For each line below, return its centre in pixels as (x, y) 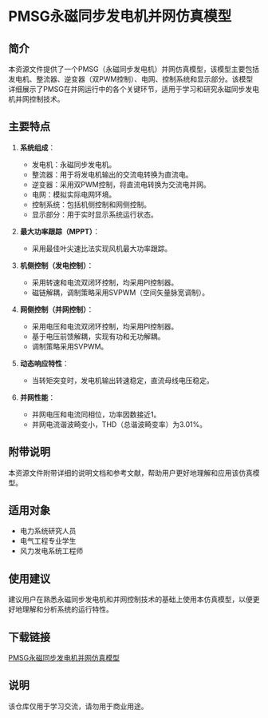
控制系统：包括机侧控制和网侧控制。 (91, 204)
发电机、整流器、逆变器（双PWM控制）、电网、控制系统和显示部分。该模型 (131, 79)
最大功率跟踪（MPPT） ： (60, 231)
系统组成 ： (37, 147)
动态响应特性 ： (44, 363)
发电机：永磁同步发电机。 (74, 164)
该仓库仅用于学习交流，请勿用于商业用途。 (78, 706)
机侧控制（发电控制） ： (57, 265)
